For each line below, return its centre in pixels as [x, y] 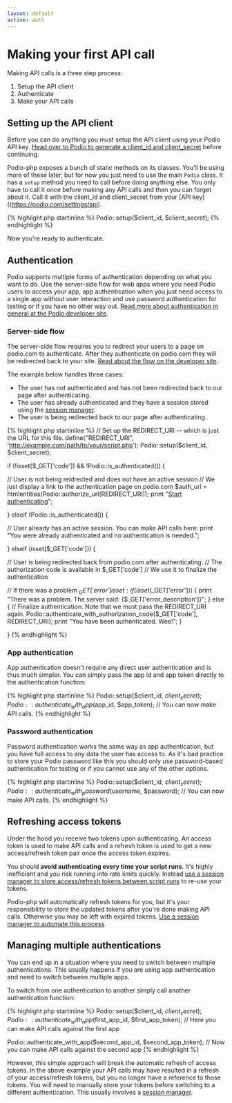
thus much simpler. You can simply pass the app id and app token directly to [116, 675]
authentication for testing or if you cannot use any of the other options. [108, 769]
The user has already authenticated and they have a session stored [113, 403]
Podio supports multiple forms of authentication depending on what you [109, 277]
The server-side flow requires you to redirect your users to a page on [106, 347]
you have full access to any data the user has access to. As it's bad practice [115, 754]
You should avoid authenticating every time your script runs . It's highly [110, 866]
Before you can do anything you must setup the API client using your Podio [114, 140]
